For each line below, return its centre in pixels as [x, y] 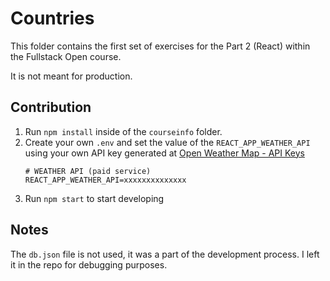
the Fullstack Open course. [66, 56]
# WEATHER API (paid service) [88, 171]
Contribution [51, 107]
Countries [52, 18]
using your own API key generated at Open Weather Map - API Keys [164, 153]
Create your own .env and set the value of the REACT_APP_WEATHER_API [167, 142]
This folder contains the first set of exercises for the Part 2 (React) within [160, 46]
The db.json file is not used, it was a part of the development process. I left [165, 254]
